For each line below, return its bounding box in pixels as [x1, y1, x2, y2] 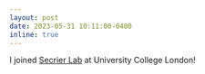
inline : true [9, 30, 59, 39]
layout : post [9, 13, 59, 23]
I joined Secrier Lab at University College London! [9, 55, 196, 66]
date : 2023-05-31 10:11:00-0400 [9, 22, 132, 31]
